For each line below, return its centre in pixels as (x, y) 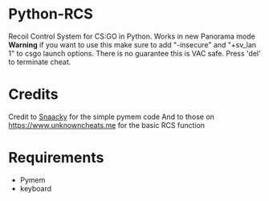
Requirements (56, 158)
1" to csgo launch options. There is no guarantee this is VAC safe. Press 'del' (134, 53)
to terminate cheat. (40, 62)
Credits (33, 94)
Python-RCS (51, 14)
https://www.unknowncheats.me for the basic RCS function (107, 125)
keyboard (36, 188)
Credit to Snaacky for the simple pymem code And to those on (112, 117)
